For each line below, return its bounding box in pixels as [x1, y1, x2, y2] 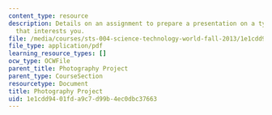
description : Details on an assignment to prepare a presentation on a [8, 19, 255, 28]
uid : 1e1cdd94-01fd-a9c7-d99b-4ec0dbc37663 [8, 95, 158, 103]
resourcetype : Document [8, 79, 89, 87]
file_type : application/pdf [8, 42, 104, 50]
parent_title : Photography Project [8, 65, 129, 73]
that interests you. [15, 27, 85, 35]
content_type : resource [8, 11, 89, 20]
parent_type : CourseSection [8, 72, 104, 80]
